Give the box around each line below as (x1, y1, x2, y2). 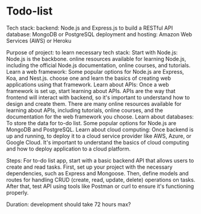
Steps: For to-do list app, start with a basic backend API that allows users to (6, 157, 194, 164)
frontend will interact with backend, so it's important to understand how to (6, 94, 190, 101)
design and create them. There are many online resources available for (6, 100, 182, 107)
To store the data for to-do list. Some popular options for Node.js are (6, 119, 176, 126)
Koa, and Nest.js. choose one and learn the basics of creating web (6, 74, 172, 82)
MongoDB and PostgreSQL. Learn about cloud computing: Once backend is (6, 126, 194, 133)
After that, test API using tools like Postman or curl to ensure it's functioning (6, 183, 194, 190)
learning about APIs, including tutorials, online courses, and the (6, 106, 164, 114)
